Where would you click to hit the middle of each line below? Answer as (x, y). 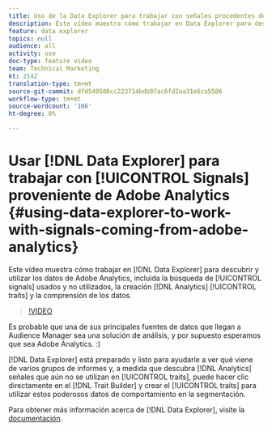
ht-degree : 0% (32, 114)
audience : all (32, 46)
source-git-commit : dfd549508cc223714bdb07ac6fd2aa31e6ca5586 (115, 91)
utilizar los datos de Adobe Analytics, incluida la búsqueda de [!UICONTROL (135, 278)
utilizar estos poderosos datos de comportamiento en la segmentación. (127, 394)
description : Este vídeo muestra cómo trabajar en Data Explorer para (130, 23)
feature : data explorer (49, 31)
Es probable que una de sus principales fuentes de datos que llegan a (125, 326)
